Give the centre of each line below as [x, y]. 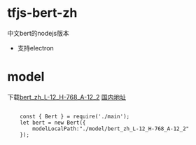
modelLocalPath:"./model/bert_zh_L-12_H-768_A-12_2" [111, 129]
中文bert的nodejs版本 [38, 33]
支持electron [35, 48]
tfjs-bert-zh [42, 13]
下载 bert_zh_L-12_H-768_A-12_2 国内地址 [66, 97]
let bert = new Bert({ [53, 123]
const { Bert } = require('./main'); [75, 116]
